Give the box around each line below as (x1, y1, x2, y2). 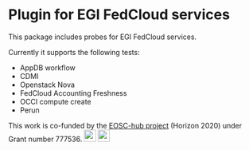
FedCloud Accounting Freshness (19, 88, 127, 97)
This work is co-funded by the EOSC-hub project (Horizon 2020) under (8, 120, 243, 130)
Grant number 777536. (8, 134, 83, 144)
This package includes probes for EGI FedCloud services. (8, 32, 197, 41)
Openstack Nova (19, 80, 76, 89)
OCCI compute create (19, 97, 91, 106)
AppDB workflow (19, 62, 76, 73)
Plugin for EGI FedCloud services (8, 6, 231, 24)
